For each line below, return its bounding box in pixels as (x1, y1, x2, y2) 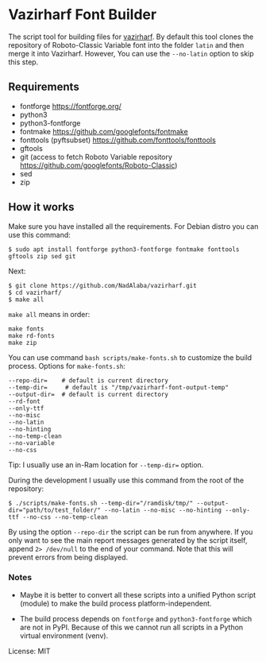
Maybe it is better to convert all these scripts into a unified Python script (19, 590, 256, 599)
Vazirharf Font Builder (8, 6, 157, 24)
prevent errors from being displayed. (8, 552, 129, 562)
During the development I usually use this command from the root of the (8, 475, 245, 485)
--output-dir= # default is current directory (8, 390, 169, 398)
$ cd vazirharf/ (8, 288, 62, 296)
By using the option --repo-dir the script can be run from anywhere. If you (8, 527, 253, 536)
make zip (8, 339, 37, 346)
